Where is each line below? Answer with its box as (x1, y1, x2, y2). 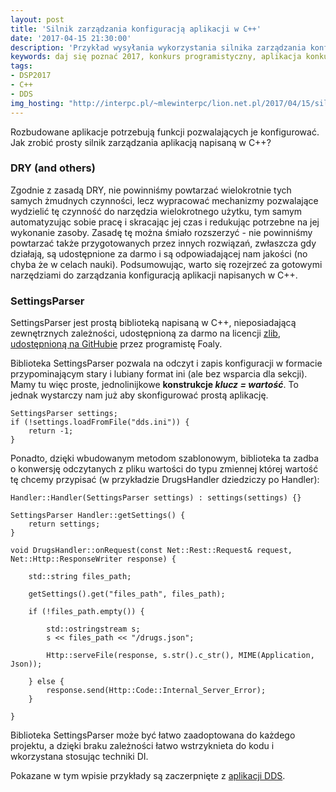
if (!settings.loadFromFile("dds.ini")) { (10, 417, 190, 428)
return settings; (28, 519, 101, 530)
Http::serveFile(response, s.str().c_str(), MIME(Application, (46, 651, 315, 661)
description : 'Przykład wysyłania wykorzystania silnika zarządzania (10, 42, 307, 53)
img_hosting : (10, 98, 65, 108)
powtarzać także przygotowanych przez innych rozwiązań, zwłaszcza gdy (10, 237, 317, 249)
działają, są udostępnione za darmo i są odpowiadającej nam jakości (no (10, 247, 308, 260)
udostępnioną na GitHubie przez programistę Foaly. (10, 338, 223, 350)
